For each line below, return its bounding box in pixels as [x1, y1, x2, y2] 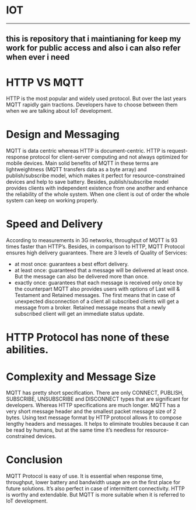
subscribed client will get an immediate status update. [14, 311, 145, 318]
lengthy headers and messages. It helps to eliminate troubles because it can [6, 421, 190, 428]
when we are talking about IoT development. [6, 108, 113, 115]
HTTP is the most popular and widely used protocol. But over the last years [6, 95, 187, 102]
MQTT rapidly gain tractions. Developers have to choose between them [6, 101, 178, 108]
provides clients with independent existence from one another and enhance [6, 185, 188, 192]
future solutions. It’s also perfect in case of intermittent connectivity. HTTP [6, 485, 185, 492]
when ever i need [6, 52, 70, 62]
